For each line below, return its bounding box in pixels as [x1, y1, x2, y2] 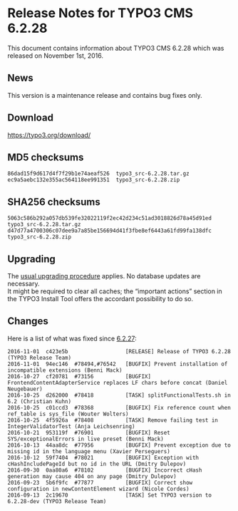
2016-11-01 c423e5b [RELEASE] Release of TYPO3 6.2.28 [7, 348, 232, 355]
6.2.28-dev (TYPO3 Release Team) [7, 497, 107, 505]
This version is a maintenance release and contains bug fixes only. [7, 91, 203, 99]
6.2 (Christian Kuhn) [7, 398, 72, 405]
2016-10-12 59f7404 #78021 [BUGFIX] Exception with [7, 454, 200, 461]
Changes [7, 315, 48, 328]
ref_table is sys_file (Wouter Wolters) [7, 410, 130, 418]
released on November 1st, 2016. [7, 51, 103, 60]
